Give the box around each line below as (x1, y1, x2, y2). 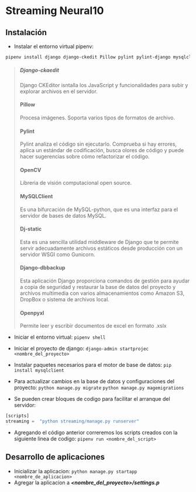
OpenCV (19, 166, 42, 173)
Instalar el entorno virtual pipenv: (13, 43, 94, 50)
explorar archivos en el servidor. (19, 88, 98, 95)
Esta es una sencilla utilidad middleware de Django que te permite (19, 238, 179, 245)
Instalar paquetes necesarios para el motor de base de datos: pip (13, 362, 172, 369)
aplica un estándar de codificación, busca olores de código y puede (19, 147, 184, 154)
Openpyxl (19, 309, 44, 316)
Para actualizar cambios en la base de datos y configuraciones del (13, 378, 175, 385)
